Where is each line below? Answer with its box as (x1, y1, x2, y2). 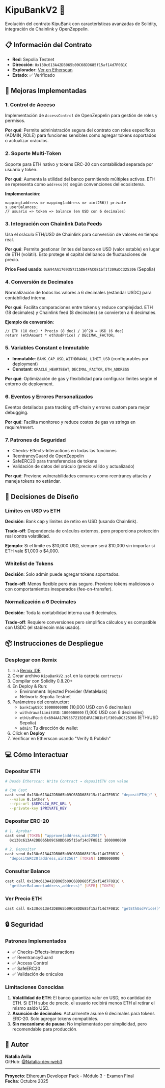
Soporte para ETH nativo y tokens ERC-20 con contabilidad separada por (5, 161, 153, 167)
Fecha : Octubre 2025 (5, 1078, 49, 1084)
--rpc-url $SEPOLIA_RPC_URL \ (9, 802, 71, 807)
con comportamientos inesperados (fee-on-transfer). (5, 586, 113, 592)
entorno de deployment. (5, 381, 54, 387)
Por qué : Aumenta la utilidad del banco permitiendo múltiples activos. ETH (5, 176, 156, 182)
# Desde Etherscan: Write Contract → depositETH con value (5, 778, 129, 784)
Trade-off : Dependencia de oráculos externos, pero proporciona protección (5, 528, 159, 533)
